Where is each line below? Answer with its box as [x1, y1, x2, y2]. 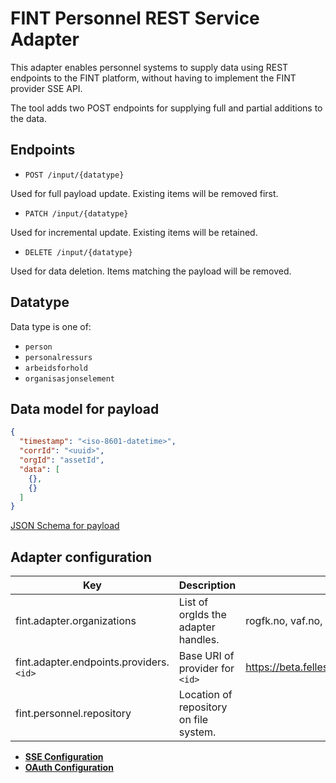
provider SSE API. [10, 82, 83, 94]
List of [178, 595, 209, 609]
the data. [10, 112, 47, 124]
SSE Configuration [24, 751, 104, 763]
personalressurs [24, 352, 93, 362]
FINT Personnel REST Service [10, 7, 260, 30]
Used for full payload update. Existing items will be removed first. [10, 187, 279, 199]
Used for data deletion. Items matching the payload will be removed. [10, 265, 292, 277]
